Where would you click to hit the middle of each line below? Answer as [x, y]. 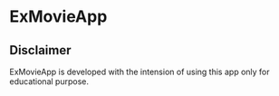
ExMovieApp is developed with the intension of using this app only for [139, 72]
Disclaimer [40, 50]
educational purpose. [49, 82]
